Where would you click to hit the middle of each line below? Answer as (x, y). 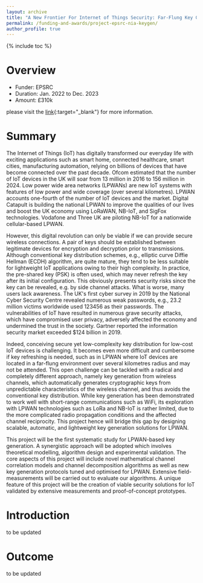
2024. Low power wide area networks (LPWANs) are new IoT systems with (99, 185)
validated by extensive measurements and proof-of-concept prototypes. (96, 491)
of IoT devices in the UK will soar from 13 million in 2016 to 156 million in (95, 179)
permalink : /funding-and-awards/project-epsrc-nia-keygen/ (82, 23)
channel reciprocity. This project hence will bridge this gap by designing (96, 421)
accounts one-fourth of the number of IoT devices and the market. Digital (98, 198)
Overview (31, 71)
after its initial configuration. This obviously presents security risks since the (101, 281)
